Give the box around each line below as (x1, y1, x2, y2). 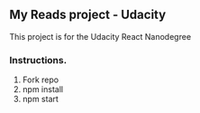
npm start (22, 94, 59, 105)
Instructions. (9, 53, 68, 66)
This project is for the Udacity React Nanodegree (9, 31, 192, 42)
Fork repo (22, 74, 59, 85)
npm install (22, 84, 64, 95)
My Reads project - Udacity (9, 7, 167, 23)
